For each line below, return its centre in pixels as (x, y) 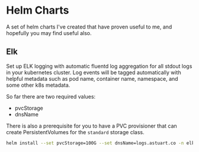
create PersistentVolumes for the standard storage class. (75, 132)
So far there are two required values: (51, 96)
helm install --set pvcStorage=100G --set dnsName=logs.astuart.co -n (95, 143)
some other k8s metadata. (38, 85)
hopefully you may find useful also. (49, 33)
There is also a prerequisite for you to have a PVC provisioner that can (92, 126)
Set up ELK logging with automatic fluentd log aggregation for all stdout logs (99, 66)
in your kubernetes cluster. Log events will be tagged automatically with (94, 72)
